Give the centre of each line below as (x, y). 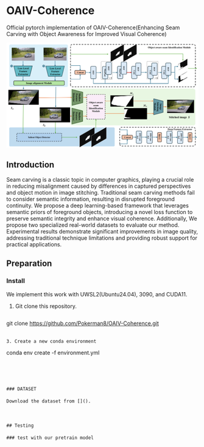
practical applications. (34, 244)
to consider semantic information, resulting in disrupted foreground (90, 199)
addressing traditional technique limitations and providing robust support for (102, 238)
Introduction (30, 165)
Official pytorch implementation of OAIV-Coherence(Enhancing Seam (93, 27)
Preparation (29, 264)
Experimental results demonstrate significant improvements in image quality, (102, 231)
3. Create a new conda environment (51, 341)
